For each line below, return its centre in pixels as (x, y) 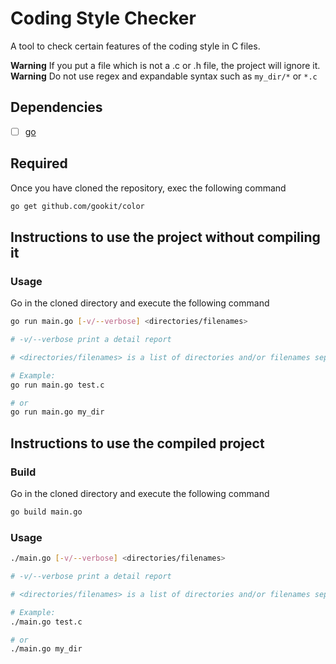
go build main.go (46, 512)
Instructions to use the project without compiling (165, 237)
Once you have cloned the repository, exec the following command (148, 188)
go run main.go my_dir (57, 412)
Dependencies (56, 107)
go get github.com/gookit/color (77, 206)
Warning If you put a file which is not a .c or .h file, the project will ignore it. (165, 65)
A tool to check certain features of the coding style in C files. (135, 46)
